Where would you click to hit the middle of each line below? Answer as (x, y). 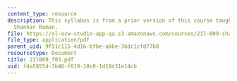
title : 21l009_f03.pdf (41, 60)
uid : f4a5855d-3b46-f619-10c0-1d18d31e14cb (72, 66)
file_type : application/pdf (49, 40)
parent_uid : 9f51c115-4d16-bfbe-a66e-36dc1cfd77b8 (83, 46)
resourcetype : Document (42, 54)
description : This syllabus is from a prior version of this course (110, 20)
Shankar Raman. (36, 27)
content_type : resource (42, 14)
